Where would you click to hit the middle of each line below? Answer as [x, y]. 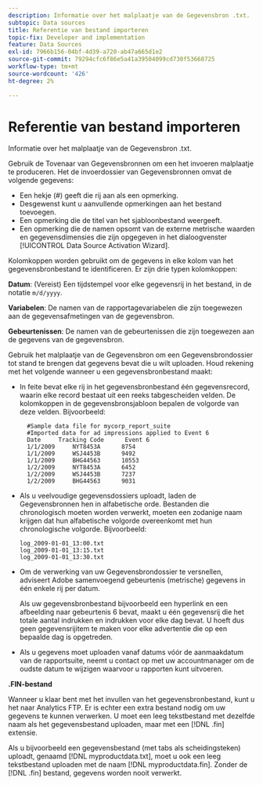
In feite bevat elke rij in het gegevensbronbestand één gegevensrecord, [135, 387]
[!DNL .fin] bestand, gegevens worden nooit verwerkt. [95, 773]
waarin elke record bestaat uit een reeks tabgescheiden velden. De [128, 395]
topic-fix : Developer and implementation [77, 37]
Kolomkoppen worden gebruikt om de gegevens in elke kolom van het [121, 261]
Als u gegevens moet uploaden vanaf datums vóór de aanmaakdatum [131, 652]
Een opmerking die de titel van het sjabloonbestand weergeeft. [121, 221]
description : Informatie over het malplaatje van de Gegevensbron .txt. [129, 15]
